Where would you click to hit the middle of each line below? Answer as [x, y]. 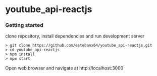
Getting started [24, 25]
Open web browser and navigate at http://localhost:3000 [64, 68]
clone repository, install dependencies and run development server [75, 36]
